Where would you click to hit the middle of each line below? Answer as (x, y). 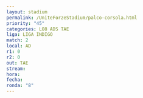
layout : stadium (27, 12)
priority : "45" (26, 23)
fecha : (15, 80)
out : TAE (17, 63)
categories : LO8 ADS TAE (38, 29)
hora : (13, 74)
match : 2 (17, 40)
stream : (16, 68)
